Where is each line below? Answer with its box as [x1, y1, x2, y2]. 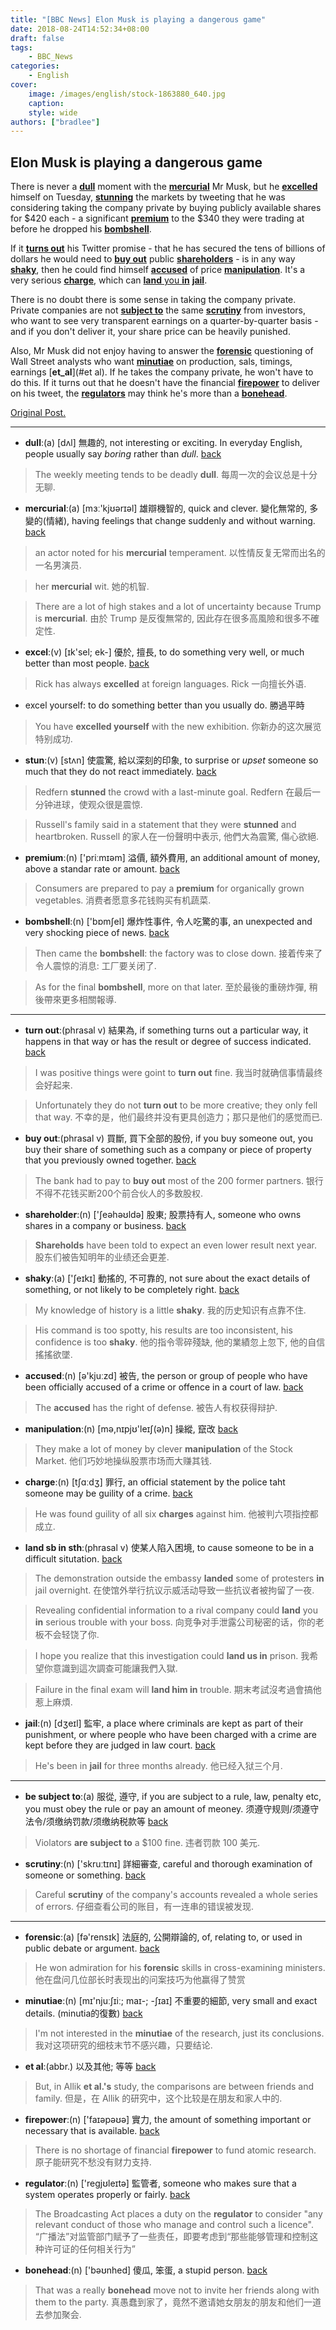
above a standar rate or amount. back [24, 863, 180, 875]
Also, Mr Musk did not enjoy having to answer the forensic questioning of [10, 345, 314, 357]
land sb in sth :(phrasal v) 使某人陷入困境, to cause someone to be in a [24, 1542, 315, 1554]
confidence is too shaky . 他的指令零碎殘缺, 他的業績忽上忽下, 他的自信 [34, 1336, 326, 1348]
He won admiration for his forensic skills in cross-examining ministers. [34, 1962, 326, 1974]
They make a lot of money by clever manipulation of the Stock [34, 1443, 294, 1455]
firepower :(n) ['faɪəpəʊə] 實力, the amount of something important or [24, 2114, 312, 2126]
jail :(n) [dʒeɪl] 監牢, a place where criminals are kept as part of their [24, 1717, 304, 1730]
